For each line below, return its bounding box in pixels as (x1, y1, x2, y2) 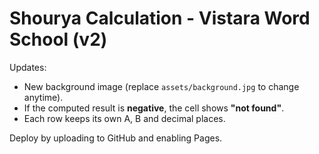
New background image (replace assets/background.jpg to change (23, 80, 300, 92)
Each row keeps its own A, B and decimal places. (23, 112, 226, 124)
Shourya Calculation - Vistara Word (9, 7, 311, 30)
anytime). (23, 91, 64, 103)
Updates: (9, 61, 47, 73)
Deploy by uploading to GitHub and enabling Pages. (9, 132, 223, 144)
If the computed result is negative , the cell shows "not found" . (23, 102, 285, 114)
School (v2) (9, 28, 108, 51)
